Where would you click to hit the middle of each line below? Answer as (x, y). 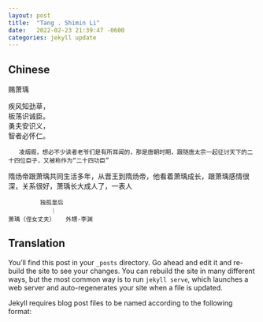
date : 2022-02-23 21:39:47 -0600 (67, 30)
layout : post (30, 15)
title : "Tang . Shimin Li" (54, 23)
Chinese (29, 69)
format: (20, 311)
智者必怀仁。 (29, 136)
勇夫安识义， (29, 126)
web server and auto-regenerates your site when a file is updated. (115, 287)
